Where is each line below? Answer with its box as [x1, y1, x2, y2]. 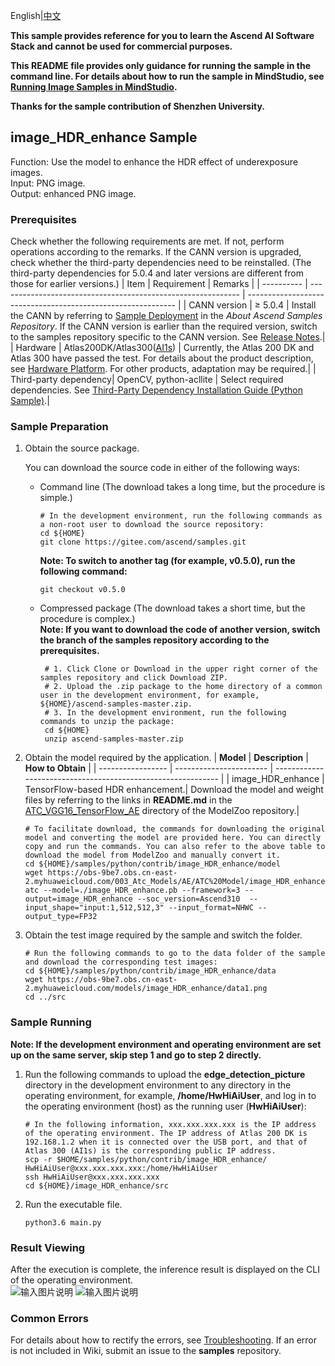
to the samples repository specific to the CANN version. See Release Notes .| [10, 331, 326, 343]
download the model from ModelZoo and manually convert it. [24, 850, 281, 861]
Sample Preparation [10, 420, 109, 434]
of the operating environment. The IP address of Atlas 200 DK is [24, 1128, 308, 1138]
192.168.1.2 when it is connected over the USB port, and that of [24, 1137, 308, 1147]
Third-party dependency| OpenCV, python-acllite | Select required [10, 374, 284, 386]
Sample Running [10, 1015, 92, 1029]
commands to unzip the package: [39, 717, 175, 727]
